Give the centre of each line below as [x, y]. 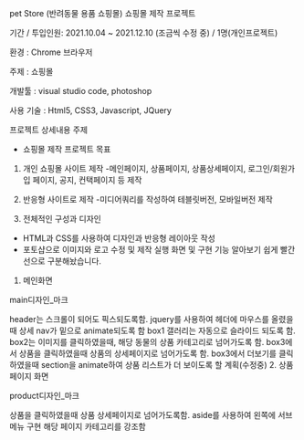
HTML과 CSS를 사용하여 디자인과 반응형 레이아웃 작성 [119, 238]
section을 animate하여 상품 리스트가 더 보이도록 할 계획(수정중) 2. [158, 365]
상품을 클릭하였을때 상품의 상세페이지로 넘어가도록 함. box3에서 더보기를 [147, 353]
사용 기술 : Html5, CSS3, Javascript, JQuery [90, 110]
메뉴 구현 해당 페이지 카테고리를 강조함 [78, 426]
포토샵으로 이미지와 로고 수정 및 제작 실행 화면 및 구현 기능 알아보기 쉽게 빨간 [159, 250]
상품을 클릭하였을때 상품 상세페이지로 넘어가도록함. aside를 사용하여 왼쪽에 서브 [151, 415]
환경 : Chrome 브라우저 [51, 52]
